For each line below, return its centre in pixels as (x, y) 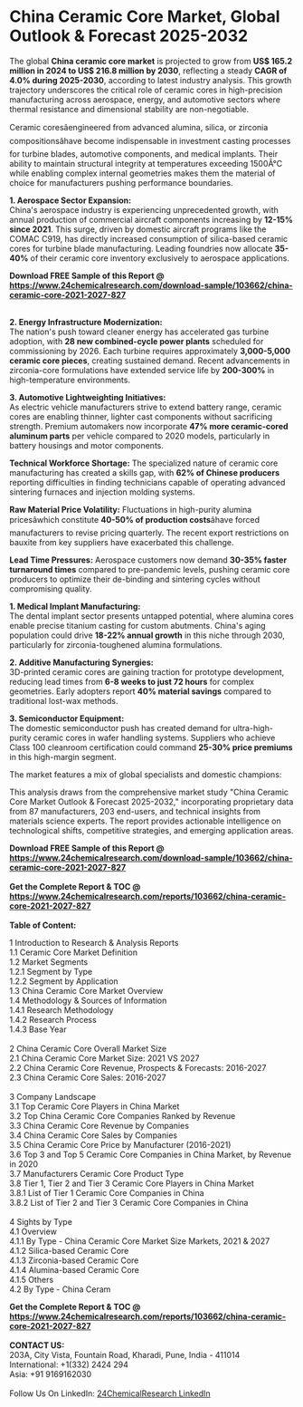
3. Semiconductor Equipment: (67, 718)
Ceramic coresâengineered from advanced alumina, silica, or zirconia (139, 127)
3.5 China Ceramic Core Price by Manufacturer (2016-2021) (120, 1144)
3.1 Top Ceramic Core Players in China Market (95, 1106)
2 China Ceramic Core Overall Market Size (88, 1048)
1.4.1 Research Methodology (62, 1010)
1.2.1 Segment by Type (51, 971)
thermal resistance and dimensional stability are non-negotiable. (129, 109)
